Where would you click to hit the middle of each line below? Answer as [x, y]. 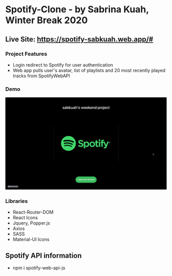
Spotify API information [44, 255]
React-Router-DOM [33, 212]
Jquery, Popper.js [31, 223]
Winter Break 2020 [47, 20]
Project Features [26, 54]
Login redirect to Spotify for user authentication [63, 65]
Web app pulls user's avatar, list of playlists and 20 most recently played [89, 70]
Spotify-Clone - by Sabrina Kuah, [77, 9]
